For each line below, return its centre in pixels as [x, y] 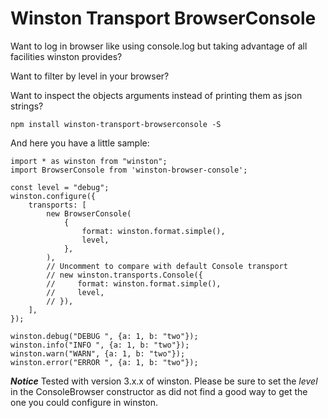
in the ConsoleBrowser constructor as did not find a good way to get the [159, 391]
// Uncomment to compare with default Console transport [167, 266]
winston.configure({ [53, 196]
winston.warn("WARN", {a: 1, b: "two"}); [98, 353]
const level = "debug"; [60, 187]
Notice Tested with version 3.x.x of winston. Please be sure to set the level [164, 381]
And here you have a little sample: [80, 143]
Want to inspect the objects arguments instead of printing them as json [156, 95]
